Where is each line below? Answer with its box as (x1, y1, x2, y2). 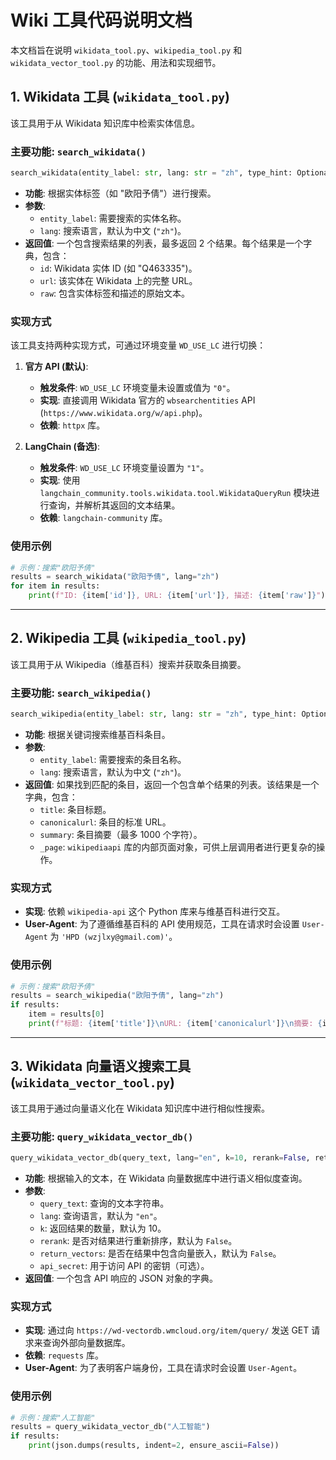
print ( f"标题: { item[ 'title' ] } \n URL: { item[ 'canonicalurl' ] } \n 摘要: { (28, 1019, 323, 1029)
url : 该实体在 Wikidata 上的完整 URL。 (39, 274, 198, 286)
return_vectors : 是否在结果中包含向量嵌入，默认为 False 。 (39, 1247, 282, 1259)
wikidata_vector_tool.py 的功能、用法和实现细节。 (10, 56, 222, 68)
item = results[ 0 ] (28, 1009, 105, 1020)
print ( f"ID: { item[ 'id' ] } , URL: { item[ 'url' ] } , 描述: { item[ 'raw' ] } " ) (28, 591, 326, 601)
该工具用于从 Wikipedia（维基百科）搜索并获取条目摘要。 (10, 658, 247, 670)
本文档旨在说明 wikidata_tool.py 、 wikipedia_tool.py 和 (10, 44, 243, 56)
